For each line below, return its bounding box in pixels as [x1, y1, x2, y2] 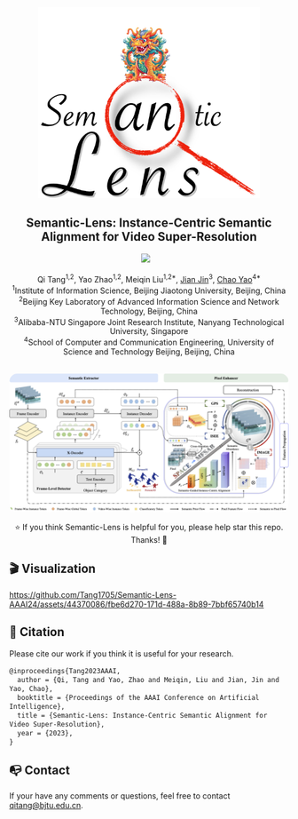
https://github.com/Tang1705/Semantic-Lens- [9, 589, 177, 600]
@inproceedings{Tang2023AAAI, [9, 666, 122, 675]
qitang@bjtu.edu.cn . [9, 800, 84, 811]
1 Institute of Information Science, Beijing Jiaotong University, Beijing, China [12, 283, 286, 296]
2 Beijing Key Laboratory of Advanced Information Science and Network [19, 295, 279, 306]
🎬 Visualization [9, 561, 96, 576]
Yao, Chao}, [9, 684, 53, 693]
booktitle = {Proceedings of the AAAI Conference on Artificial [17, 693, 260, 702]
